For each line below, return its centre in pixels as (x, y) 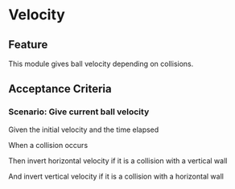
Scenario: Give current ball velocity (79, 112)
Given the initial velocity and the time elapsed (84, 129)
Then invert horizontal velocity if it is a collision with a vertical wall (118, 160)
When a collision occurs (48, 145)
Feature (28, 45)
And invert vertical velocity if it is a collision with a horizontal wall (116, 176)
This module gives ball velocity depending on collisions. (101, 64)
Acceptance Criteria (60, 89)
